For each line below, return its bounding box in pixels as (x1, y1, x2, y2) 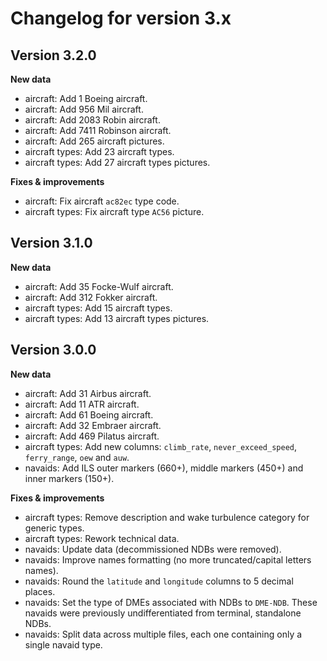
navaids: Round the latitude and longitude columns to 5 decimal (24, 575, 294, 587)
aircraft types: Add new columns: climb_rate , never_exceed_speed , (24, 440, 298, 452)
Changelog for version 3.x (10, 7, 232, 30)
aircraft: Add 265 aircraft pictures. (24, 135, 165, 147)
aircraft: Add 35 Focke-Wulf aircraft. (24, 280, 174, 292)
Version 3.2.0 (10, 47, 97, 64)
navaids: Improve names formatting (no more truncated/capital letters (24, 553, 312, 566)
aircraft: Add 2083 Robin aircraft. (24, 114, 161, 126)
